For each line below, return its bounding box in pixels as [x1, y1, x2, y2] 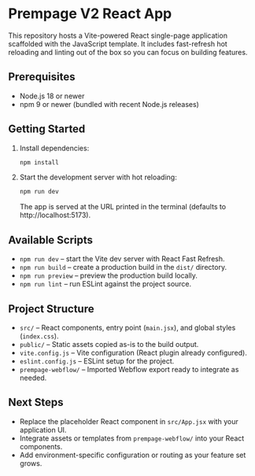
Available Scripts [8, 233, 93, 246]
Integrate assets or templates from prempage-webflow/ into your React [19, 434, 245, 443]
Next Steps [8, 396, 64, 409]
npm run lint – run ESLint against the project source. [19, 279, 192, 289]
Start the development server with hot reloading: [19, 172, 177, 182]
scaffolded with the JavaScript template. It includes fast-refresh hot [8, 39, 228, 48]
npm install [19, 158, 59, 166]
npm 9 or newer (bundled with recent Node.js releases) [19, 99, 199, 109]
